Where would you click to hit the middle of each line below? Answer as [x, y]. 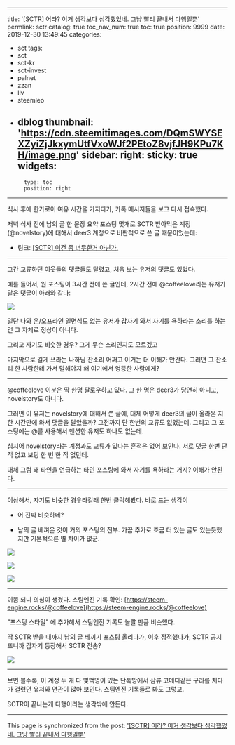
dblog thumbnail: [56, 123]
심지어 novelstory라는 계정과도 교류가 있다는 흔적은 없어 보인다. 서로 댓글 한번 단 [117, 446]
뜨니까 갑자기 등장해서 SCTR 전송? [54, 645]
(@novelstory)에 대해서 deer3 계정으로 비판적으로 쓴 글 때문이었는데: [102, 232]
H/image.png [47, 155]
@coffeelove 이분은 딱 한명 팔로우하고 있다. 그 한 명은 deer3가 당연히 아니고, [113, 390]
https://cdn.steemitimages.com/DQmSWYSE [122, 133]
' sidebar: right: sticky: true [137, 155]
